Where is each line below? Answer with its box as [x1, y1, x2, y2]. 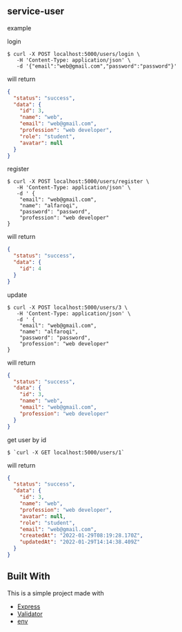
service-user [7, 6, 65, 17]
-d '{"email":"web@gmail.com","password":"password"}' [16, 62, 177, 70]
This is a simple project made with [7, 588, 105, 597]
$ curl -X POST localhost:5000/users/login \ [7, 50, 140, 57]
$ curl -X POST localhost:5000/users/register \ [7, 178, 150, 185]
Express [17, 602, 41, 611]
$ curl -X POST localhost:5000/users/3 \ [7, 304, 128, 311]
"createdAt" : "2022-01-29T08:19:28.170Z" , [19, 532, 143, 539]
